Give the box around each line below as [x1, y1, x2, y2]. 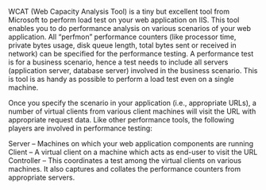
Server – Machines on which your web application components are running [8, 139, 254, 148]
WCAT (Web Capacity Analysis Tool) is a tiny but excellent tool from [8, 7, 230, 16]
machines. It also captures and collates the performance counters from [8, 165, 241, 173]
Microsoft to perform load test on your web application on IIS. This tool [8, 15, 240, 25]
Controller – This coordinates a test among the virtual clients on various [8, 156, 242, 165]
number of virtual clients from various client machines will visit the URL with [8, 107, 256, 116]
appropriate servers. [8, 173, 75, 182]
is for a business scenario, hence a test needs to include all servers [8, 57, 229, 67]
